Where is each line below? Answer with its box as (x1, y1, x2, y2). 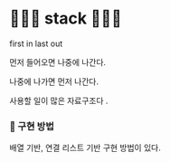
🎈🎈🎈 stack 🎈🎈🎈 (9, 8, 122, 29)
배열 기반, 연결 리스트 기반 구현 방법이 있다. (9, 142, 161, 153)
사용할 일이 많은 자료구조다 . (9, 95, 109, 106)
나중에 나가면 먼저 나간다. (9, 76, 99, 87)
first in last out (9, 38, 63, 49)
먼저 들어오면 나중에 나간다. (9, 56, 107, 67)
